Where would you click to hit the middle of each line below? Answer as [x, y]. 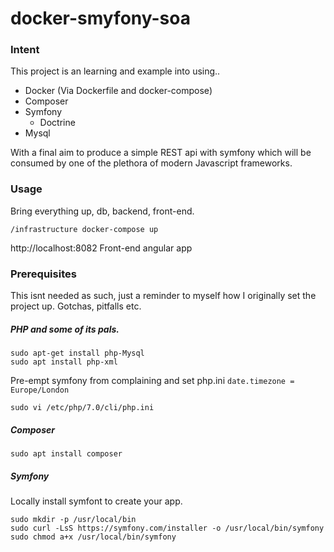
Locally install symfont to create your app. [96, 501]
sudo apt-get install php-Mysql [77, 353]
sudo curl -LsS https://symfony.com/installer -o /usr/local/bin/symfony [167, 528]
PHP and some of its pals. [65, 329]
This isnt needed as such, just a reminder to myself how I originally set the [163, 296]
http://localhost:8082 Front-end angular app [101, 248]
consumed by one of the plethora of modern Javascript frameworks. [151, 163]
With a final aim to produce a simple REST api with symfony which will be [161, 153]
